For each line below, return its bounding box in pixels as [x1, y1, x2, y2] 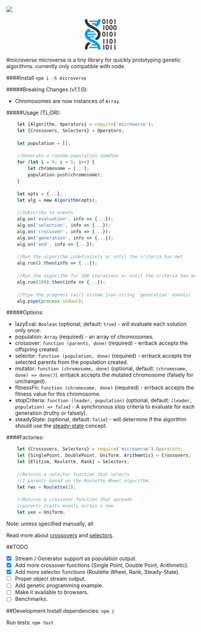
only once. [14, 327, 41, 334]
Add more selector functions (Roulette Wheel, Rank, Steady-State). [14, 569, 180, 576]
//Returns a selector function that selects [17, 471, 130, 478]
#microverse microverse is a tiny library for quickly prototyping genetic [6, 56, 181, 63]
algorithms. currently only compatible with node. [6, 63, 126, 69]
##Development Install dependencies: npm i [6, 607, 115, 615]
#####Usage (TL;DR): [6, 109, 61, 116]
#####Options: [6, 309, 44, 316]
